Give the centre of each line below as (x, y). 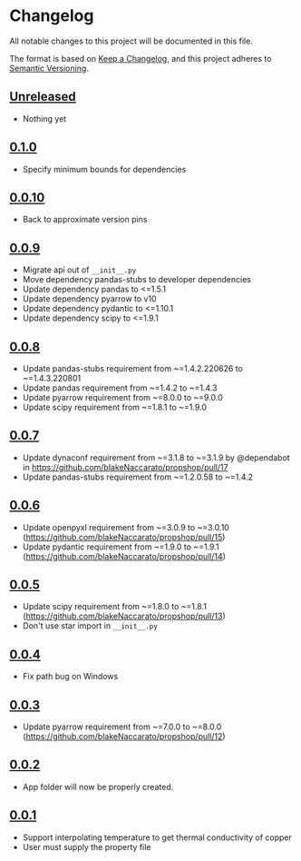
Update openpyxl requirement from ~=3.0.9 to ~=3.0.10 (126, 527)
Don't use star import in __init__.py (90, 626)
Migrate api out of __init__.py (79, 270)
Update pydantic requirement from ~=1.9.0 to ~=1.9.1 (121, 547)
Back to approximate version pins (85, 220)
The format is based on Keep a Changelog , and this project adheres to (141, 58)
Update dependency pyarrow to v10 (89, 299)
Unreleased (43, 97)
